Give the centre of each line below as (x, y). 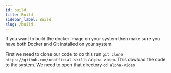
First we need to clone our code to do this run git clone (64, 54)
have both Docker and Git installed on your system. (59, 44)
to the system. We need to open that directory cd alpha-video (70, 65)
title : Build (19, 15)
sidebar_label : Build (28, 19)
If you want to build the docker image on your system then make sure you (83, 39)
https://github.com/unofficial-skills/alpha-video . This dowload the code (86, 60)
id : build (16, 10)
